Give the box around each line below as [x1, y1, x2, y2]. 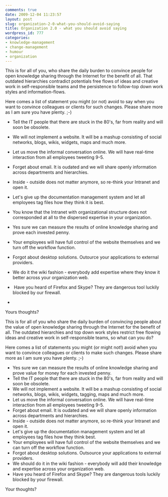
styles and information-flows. [5, 89, 66, 95]
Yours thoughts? [5, 309, 39, 315]
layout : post [5, 17, 33, 22]
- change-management [5, 45, 49, 50]
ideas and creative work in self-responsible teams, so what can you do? [5, 335, 154, 341]
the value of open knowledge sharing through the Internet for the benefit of [5, 324, 161, 330]
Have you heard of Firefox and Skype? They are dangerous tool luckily [14, 284, 159, 291]
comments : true [5, 7, 37, 13]
